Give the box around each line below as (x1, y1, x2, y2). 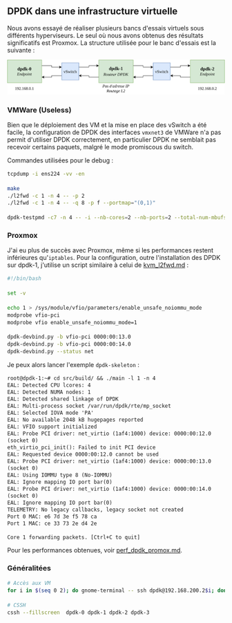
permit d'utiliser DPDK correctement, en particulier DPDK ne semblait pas (7, 135, 216, 144)
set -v (7, 290, 26, 297)
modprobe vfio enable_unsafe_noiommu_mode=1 (7, 319, 137, 326)
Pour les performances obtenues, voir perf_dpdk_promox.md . (7, 546, 183, 554)
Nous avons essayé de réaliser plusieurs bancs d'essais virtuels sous (7, 24, 204, 32)
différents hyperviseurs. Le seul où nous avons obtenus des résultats (7, 31, 204, 39)
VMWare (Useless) (7, 105, 72, 115)
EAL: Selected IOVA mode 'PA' (7, 409, 95, 416)
